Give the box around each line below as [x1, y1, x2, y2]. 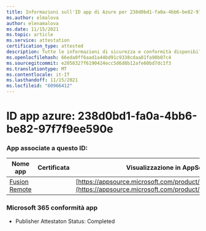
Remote [9, 185, 32, 194]
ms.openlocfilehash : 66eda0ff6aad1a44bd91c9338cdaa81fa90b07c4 [6, 54, 172, 61]
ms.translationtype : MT [6, 65, 67, 72]
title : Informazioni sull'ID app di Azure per [6, 9, 128, 15]
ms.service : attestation [6, 37, 70, 43]
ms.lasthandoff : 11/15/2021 [6, 77, 78, 83]
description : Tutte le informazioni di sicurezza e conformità [6, 49, 172, 55]
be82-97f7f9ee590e [6, 122, 113, 136]
